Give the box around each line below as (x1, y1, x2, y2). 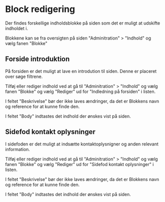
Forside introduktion (5, 55, 70, 63)
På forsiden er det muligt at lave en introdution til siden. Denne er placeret (5, 68, 157, 74)
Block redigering (5, 3, 75, 15)
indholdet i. (5, 25, 28, 31)
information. (5, 146, 30, 152)
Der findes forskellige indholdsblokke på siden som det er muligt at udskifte (5, 20, 161, 26)
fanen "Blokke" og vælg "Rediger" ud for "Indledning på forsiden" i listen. (5, 88, 156, 94)
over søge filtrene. (5, 73, 43, 79)
